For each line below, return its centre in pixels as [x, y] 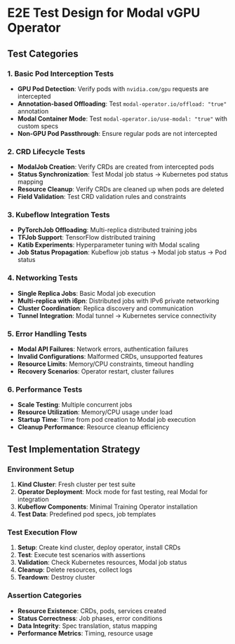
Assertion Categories [45, 596]
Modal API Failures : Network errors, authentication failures [103, 349]
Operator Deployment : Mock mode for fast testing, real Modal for [113, 492]
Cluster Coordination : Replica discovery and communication [106, 308]
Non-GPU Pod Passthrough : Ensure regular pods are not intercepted [117, 133]
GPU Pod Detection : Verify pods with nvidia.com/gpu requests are [113, 88]
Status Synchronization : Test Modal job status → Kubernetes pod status [123, 174]
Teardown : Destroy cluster [56, 577]
